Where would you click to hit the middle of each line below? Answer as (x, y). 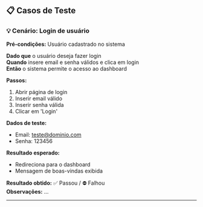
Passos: (17, 80)
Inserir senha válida (40, 104)
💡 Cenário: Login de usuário (48, 31)
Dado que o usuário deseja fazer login (54, 56)
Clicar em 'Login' (36, 111)
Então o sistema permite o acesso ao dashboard (67, 68)
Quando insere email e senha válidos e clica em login (73, 62)
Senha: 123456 (34, 141)
